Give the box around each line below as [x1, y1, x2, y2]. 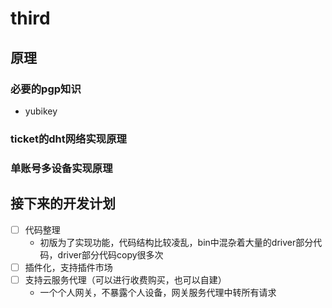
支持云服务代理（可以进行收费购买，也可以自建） [24, 273, 227, 286]
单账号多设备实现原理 [10, 161, 113, 175]
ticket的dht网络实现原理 [10, 132, 127, 146]
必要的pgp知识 [10, 82, 82, 96]
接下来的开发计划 [10, 195, 116, 212]
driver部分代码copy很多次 [57, 248, 164, 261]
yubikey [24, 105, 58, 117]
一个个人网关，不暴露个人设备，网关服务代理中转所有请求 [39, 286, 277, 298]
